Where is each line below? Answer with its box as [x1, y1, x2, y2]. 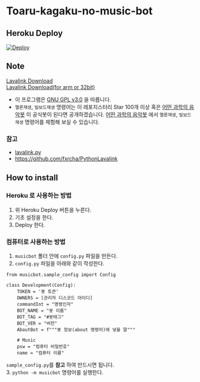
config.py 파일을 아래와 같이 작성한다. [14, 260, 104, 267]
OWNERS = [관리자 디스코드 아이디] [17, 295, 93, 301]
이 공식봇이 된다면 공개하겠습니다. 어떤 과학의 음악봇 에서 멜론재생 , [26, 111, 178, 118]
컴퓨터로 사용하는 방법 [6, 238, 66, 246]
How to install [6, 172, 59, 183]
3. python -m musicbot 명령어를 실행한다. [6, 369, 104, 376]
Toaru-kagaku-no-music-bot [6, 4, 153, 18]
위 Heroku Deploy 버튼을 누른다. [14, 206, 91, 213]
